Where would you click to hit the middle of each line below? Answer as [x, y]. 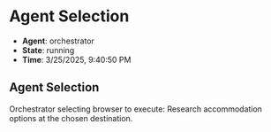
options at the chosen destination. [71, 118]
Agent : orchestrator [58, 41]
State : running [48, 50]
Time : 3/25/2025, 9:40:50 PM [76, 59]
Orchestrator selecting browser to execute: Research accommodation [136, 109]
